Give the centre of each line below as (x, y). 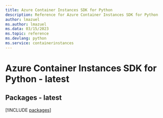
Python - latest (37, 79)
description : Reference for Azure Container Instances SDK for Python (82, 15)
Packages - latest (34, 98)
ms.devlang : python (26, 39)
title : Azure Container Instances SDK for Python (59, 10)
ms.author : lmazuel (26, 24)
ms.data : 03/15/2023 (27, 29)
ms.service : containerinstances (39, 43)
